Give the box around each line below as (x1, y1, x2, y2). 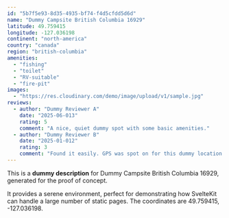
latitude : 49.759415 (7, 23, 67, 29)
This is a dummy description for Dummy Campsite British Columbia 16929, (7, 169, 219, 177)
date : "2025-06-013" (19, 112, 78, 119)
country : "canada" (7, 42, 60, 49)
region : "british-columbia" (7, 49, 88, 56)
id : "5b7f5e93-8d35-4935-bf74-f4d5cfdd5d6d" (7, 10, 136, 17)
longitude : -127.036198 (7, 29, 75, 36)
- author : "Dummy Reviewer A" (13, 106, 99, 112)
